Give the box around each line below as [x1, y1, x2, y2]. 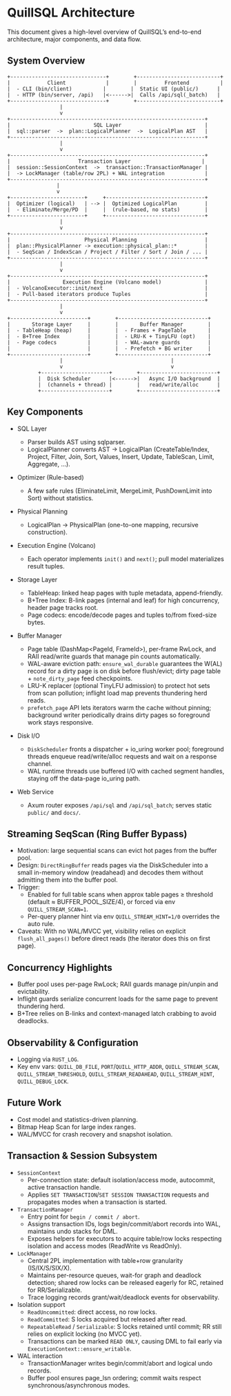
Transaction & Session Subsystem [7, 1150, 157, 1162]
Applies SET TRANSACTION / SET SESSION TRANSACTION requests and [27, 1190, 209, 1199]
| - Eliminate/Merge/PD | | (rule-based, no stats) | [7, 206, 208, 213]
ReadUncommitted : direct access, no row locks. [27, 1308, 157, 1316]
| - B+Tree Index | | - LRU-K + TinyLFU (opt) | [7, 333, 212, 340]
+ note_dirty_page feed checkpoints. [27, 674, 133, 682]
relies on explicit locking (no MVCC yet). [27, 1330, 142, 1338]
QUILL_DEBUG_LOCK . [17, 1077, 69, 1085]
